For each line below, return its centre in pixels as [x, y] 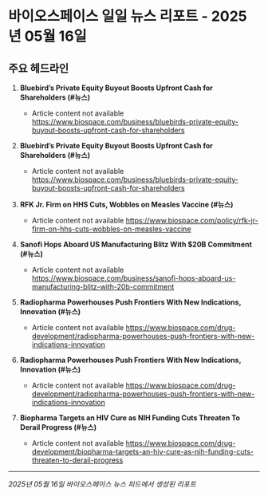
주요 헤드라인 [39, 68]
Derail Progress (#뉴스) [58, 427]
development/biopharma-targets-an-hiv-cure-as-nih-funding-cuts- [142, 452]
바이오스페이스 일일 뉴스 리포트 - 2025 [128, 16]
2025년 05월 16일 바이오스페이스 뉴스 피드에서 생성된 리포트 [102, 484]
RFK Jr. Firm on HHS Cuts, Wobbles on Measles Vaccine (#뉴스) [126, 205]
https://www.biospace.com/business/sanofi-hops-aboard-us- [134, 278]
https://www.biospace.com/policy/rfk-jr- [192, 220]
